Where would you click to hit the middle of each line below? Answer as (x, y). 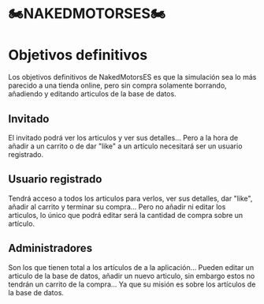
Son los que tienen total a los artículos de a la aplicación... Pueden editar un (131, 267)
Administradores (50, 248)
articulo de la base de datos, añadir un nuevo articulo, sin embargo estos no (132, 276)
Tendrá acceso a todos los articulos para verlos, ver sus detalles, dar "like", (130, 198)
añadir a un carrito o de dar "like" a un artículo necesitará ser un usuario (125, 146)
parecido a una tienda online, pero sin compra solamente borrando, (117, 85)
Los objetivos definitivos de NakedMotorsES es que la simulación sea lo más (132, 77)
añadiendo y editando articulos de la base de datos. (92, 94)
